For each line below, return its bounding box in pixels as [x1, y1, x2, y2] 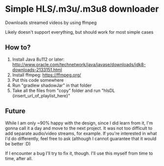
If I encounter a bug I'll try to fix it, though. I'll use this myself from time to [5, 150, 153, 156]
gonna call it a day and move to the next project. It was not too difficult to [5, 125, 153, 131]
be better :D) [5, 141, 31, 146]
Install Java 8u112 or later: [12, 56, 65, 62]
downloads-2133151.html [12, 67, 62, 72]
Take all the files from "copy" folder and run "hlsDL [12, 87, 115, 94]
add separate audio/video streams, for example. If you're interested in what [5, 130, 157, 136]
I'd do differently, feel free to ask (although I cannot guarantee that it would [5, 136, 157, 142]
